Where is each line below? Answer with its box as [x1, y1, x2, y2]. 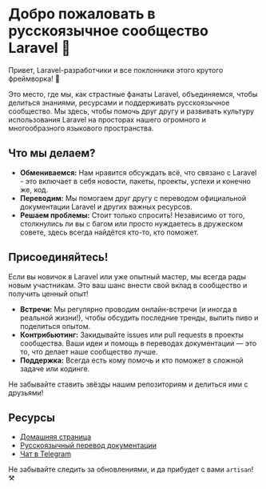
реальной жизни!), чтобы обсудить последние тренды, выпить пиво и [19, 313, 259, 323]
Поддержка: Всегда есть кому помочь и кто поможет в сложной [19, 355, 244, 365]
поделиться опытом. [19, 321, 90, 331]
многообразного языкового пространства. [8, 123, 154, 133]
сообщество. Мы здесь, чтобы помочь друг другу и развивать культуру [8, 106, 254, 116]
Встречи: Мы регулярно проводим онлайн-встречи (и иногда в [19, 304, 237, 314]
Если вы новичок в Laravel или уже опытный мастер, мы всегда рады [8, 271, 246, 281]
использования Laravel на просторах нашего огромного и [8, 114, 206, 124]
